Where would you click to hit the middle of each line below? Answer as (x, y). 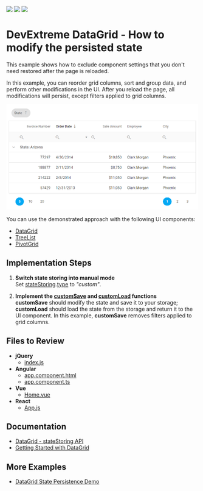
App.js (32, 408)
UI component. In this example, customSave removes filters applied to (104, 315)
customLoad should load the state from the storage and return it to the (104, 309)
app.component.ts (47, 381)
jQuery (24, 356)
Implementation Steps (49, 263)
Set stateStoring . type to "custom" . (58, 284)
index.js (34, 362)
